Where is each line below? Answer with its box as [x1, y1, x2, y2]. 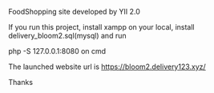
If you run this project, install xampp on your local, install [8, 22, 195, 31]
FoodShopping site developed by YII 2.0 [8, 7, 140, 16]
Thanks [8, 78, 34, 87]
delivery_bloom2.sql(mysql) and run [8, 31, 127, 40]
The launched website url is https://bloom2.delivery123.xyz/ [8, 62, 206, 71]
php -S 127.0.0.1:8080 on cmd [8, 46, 107, 55]
